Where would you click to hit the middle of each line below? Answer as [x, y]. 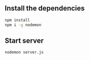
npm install [17, 20]
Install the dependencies [45, 8]
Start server [24, 40]
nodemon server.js [24, 52]
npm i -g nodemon [23, 25]
